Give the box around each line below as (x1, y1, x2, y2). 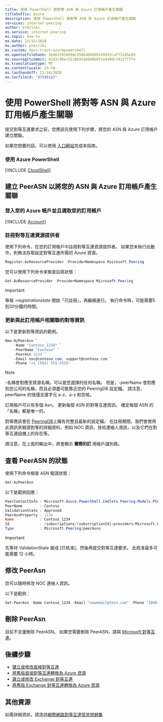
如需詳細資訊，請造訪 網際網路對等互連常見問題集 (5, 712, 103, 718)
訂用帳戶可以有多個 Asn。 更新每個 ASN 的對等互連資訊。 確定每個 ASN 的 (5, 402, 154, 408)
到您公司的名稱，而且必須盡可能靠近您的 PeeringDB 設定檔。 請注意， (5, 386, 145, 392)
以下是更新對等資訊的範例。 (5, 328, 61, 335)
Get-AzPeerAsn (5, 480, 34, 485)
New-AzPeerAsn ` (5, 338, 38, 344)
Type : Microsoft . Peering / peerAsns (5, 526, 101, 531)
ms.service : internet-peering (5, 30, 66, 34)
